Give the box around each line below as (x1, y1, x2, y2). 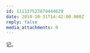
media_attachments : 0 (6, 24, 59, 31)
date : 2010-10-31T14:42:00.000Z (6, 14, 84, 20)
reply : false (6, 19, 38, 25)
